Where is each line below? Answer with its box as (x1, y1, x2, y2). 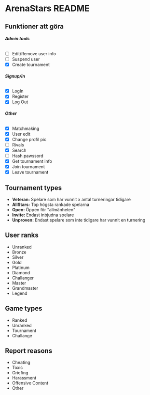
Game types (5, 304, 42, 313)
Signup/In (5, 73, 26, 79)
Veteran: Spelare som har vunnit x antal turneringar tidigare (12, 196, 131, 202)
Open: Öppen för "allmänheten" (12, 206, 76, 212)
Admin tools (5, 36, 30, 42)
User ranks (5, 231, 39, 239)
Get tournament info (12, 158, 52, 164)
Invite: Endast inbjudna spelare (12, 212, 74, 218)
